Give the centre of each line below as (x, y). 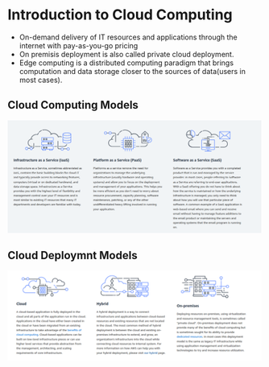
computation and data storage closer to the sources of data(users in (132, 71)
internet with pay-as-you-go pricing (79, 45)
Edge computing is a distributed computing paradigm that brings (126, 63)
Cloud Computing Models (73, 105)
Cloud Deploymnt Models (72, 256)
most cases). (41, 80)
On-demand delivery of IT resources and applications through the (128, 37)
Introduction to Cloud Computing (120, 15)
